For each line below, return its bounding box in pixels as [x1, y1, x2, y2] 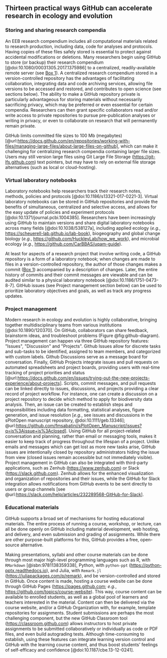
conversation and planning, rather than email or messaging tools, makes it [5, 433, 157, 439]
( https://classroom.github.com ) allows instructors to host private [5, 620, 137, 626]
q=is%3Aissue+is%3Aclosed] [5, 428, 67, 434]
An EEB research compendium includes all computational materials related [5, 38, 158, 44]
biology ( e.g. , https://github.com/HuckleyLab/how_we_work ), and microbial [5, 235, 160, 241]
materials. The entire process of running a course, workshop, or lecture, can [5, 520, 162, 526]
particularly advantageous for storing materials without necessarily [5, 96, 143, 102]
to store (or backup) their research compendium [5, 59, 104, 65]
